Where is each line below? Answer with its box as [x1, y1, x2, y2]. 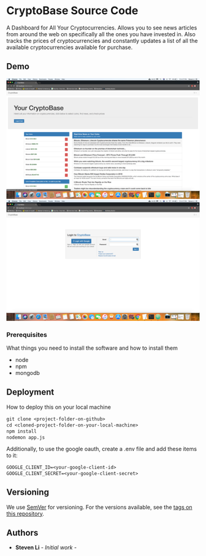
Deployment [6, 387, 55, 398]
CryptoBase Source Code [6, 4, 139, 18]
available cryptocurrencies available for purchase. [6, 44, 133, 51]
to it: [6, 452, 18, 459]
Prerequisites [6, 330, 47, 339]
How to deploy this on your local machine [6, 403, 112, 411]
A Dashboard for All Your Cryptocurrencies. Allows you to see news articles [6, 24, 197, 31]
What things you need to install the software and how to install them [6, 344, 178, 352]
